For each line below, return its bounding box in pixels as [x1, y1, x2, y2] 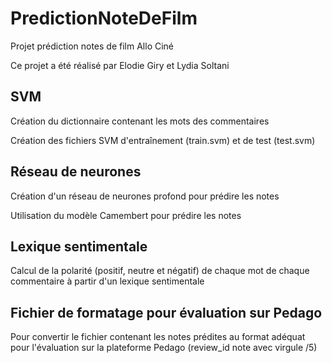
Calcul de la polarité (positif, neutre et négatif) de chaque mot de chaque [10, 265, 310, 277]
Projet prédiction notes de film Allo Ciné [10, 40, 175, 52]
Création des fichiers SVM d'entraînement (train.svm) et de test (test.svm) [10, 134, 316, 146]
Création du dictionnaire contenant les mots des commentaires [10, 115, 270, 127]
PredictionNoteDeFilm [10, 7, 198, 30]
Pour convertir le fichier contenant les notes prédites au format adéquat [10, 331, 306, 343]
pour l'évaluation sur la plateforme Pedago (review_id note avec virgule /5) [10, 342, 318, 354]
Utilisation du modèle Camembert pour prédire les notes [10, 209, 242, 221]
